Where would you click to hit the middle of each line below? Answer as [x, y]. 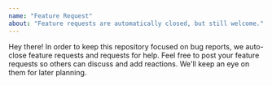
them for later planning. [48, 72]
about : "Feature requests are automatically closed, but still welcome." [136, 23]
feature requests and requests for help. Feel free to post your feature [144, 55]
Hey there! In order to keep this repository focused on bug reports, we [126, 46]
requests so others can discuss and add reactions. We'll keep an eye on [129, 64]
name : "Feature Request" [50, 16]
